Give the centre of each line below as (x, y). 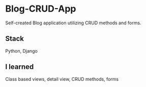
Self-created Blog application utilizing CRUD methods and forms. (73, 23)
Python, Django (22, 51)
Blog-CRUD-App (41, 9)
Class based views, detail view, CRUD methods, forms (62, 79)
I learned (20, 67)
